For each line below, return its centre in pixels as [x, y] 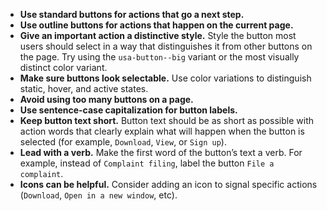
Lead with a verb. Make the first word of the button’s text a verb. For [161, 152]
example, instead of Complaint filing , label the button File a [147, 163]
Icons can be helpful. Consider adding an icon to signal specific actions [168, 184]
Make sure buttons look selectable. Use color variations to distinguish [165, 78]
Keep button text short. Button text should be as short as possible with [166, 120]
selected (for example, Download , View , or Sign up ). [123, 142]
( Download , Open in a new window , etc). [98, 195]
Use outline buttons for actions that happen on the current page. [156, 25]
